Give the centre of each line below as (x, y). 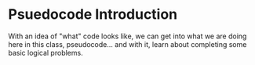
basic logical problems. (46, 52)
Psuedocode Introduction (93, 14)
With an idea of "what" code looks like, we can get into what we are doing (127, 36)
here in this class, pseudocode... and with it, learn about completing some (127, 44)
